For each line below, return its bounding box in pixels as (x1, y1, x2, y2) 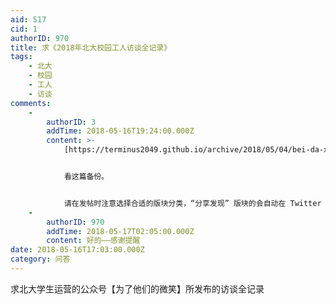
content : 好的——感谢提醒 (46, 236, 141, 246)
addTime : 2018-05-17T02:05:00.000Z (46, 226, 195, 236)
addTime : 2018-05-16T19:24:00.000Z (46, 126, 195, 136)
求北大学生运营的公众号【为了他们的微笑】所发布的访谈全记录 (10, 282, 265, 295)
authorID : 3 (46, 117, 97, 127)
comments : (10, 98, 52, 108)
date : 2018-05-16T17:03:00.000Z (10, 245, 145, 255)
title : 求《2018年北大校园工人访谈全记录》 (10, 42, 172, 53)
